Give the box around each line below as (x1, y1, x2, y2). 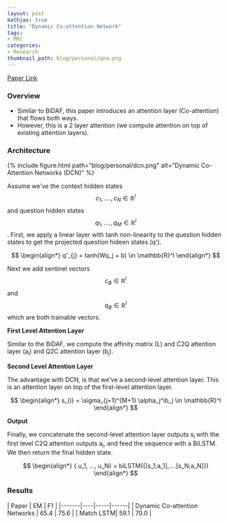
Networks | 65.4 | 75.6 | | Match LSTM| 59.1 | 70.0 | (7, 509, 152, 517)
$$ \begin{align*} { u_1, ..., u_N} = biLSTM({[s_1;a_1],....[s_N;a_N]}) (23, 461, 209, 470)
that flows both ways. (17, 114, 79, 123)
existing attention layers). (17, 129, 90, 137)
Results (7, 486, 33, 496)
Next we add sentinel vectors (7, 264, 90, 273)
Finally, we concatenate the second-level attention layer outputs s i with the (7, 430, 220, 440)
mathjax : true (7, 17, 48, 23)
